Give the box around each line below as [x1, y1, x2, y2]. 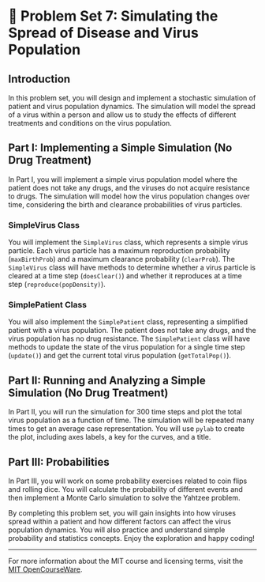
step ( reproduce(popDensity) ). [8, 280, 106, 289]
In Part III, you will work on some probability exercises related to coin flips [8, 476, 248, 486]
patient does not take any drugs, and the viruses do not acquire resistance [8, 183, 250, 192]
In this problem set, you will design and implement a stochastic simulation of [8, 93, 256, 102]
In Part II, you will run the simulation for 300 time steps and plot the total [8, 407, 242, 417]
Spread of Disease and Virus [8, 24, 199, 42]
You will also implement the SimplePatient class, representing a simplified [8, 317, 248, 327]
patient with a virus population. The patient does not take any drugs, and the [8, 326, 256, 335]
